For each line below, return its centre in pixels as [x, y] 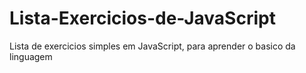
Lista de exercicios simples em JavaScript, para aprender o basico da [152, 46]
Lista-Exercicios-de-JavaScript [142, 18]
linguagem [31, 56]
